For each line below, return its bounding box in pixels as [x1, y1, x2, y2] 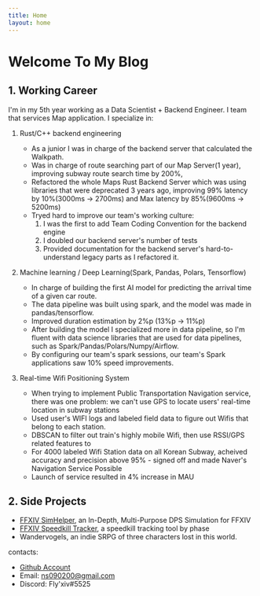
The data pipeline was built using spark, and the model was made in [31, 300, 252, 309]
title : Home [8, 11, 47, 20]
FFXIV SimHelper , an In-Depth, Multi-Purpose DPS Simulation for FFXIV [19, 516, 251, 525]
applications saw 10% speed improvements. [31, 358, 174, 367]
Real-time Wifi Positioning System [19, 373, 130, 382]
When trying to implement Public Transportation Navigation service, [31, 388, 251, 398]
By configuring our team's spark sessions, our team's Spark [31, 349, 226, 359]
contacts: [8, 547, 39, 557]
